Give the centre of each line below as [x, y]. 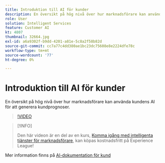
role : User [16, 19]
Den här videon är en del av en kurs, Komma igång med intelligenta [85, 136]
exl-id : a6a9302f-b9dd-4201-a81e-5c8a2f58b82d [54, 42]
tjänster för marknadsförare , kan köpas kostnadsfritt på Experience [85, 140]
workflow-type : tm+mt [27, 50]
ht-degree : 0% [20, 60]
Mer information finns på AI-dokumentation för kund [58, 155]
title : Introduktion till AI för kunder [47, 10]
